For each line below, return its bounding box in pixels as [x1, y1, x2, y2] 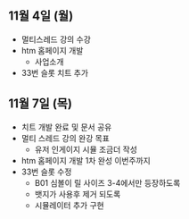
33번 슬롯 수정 [21, 166, 72, 177]
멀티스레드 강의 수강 [21, 34, 91, 45]
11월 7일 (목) [8, 97, 73, 112]
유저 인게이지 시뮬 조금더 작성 [34, 144, 137, 155]
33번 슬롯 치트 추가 [21, 67, 89, 78]
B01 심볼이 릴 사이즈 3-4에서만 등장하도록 [34, 177, 181, 188]
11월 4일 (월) [8, 8, 74, 24]
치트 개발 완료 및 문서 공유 [21, 122, 112, 132]
